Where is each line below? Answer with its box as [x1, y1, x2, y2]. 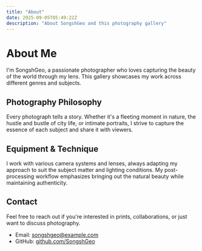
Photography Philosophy [6, 97, 102, 107]
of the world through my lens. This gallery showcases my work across [6, 73, 182, 80]
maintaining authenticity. [6, 179, 68, 186]
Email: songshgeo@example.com [15, 231, 99, 238]
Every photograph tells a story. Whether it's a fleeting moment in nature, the [6, 113, 196, 120]
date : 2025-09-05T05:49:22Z [6, 15, 78, 21]
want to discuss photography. [6, 219, 81, 227]
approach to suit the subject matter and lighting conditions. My [6, 166, 164, 173]
